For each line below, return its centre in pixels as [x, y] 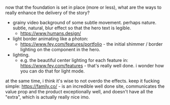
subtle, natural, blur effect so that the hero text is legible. [72, 28]
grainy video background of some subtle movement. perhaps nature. [84, 23]
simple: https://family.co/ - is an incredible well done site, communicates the [85, 86]
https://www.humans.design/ [50, 33]
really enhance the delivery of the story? [47, 13]
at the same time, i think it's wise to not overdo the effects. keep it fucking [82, 81]
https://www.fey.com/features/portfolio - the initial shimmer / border [92, 44]
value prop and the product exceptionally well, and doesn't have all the [79, 92]
